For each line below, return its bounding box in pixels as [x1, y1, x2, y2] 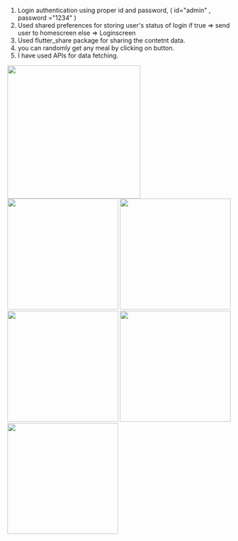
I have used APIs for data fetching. [17, 51, 119, 60]
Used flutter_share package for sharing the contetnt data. [17, 36, 186, 45]
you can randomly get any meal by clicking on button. [17, 44, 175, 52]
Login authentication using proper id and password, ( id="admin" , [17, 6, 211, 14]
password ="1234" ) [17, 13, 76, 22]
